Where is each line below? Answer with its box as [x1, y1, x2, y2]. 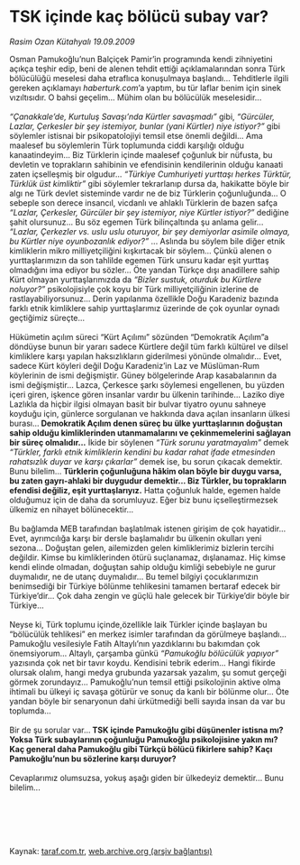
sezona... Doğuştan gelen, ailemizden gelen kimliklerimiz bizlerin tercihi [9, 542, 275, 553]
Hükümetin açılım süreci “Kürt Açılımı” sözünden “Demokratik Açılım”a [9, 331, 269, 342]
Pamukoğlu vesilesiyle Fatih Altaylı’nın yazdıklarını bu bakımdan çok [9, 638, 260, 649]
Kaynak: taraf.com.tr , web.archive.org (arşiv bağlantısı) [9, 845, 214, 856]
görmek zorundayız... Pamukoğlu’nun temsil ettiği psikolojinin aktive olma [9, 676, 281, 687]
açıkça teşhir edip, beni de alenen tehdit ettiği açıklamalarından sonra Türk [9, 63, 286, 74]
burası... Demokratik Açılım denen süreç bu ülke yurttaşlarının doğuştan [9, 418, 283, 428]
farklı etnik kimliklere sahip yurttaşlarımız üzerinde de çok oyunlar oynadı [9, 302, 280, 313]
